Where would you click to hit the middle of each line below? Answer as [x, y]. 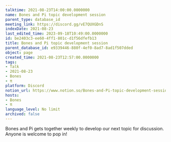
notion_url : [18, 90]
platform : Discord [25, 86]
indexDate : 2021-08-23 [29, 29]
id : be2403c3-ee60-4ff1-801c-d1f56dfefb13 [51, 39]
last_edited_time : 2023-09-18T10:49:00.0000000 [57, 34]
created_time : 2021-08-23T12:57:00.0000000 [52, 57]
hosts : [12, 95]
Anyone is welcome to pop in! [36, 134]
